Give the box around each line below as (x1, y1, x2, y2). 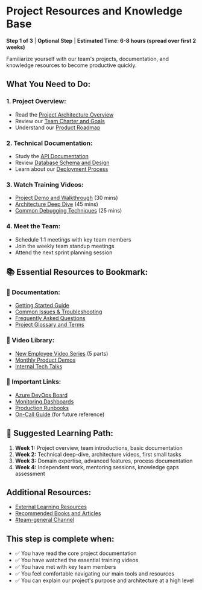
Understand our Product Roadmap (14, 124, 101, 131)
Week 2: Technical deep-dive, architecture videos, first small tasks (14, 451, 182, 458)
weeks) (6, 43, 25, 51)
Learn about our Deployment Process (14, 165, 109, 173)
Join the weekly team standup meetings (14, 242, 115, 249)
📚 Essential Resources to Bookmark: (6, 267, 148, 277)
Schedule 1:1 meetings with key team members (14, 236, 131, 243)
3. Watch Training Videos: (6, 180, 84, 188)
